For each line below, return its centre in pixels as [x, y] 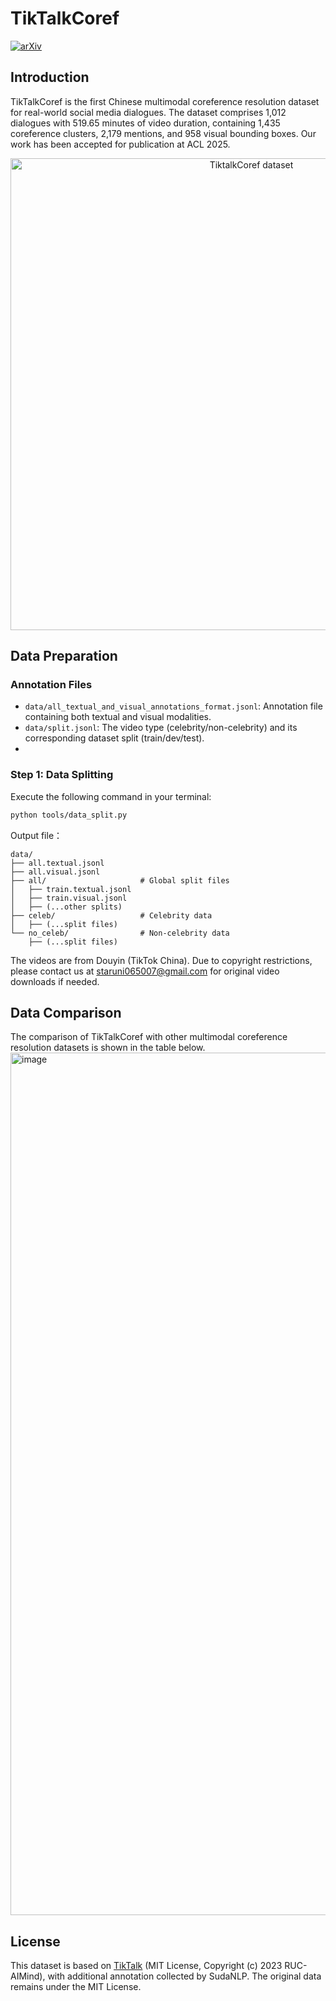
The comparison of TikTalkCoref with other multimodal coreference [149, 1037]
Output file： [36, 835]
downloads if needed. [55, 981]
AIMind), [28, 1976]
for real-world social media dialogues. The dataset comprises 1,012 [148, 112]
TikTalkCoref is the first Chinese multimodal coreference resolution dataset [165, 101]
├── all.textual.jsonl [57, 863]
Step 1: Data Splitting [62, 775]
